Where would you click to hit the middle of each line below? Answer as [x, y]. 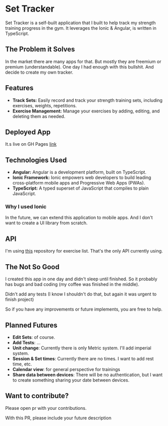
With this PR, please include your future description [58, 418]
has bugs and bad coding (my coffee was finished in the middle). [72, 284]
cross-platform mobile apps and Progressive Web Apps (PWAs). [79, 183]
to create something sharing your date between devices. [71, 380]
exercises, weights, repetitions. [44, 105]
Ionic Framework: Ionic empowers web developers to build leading [82, 177]
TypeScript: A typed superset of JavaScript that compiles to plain [80, 188]
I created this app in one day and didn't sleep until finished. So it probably [81, 279]
